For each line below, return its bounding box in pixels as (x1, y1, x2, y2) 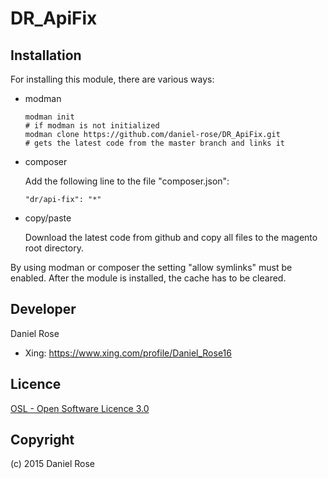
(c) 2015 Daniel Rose (10, 458, 96, 470)
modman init (24, 112, 75, 122)
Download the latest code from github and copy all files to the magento (24, 232, 318, 243)
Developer (10, 301, 77, 318)
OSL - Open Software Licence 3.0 (10, 402, 150, 414)
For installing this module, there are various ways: (10, 73, 215, 85)
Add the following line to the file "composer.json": (24, 175, 230, 187)
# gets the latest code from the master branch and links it (24, 138, 286, 148)
